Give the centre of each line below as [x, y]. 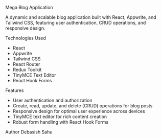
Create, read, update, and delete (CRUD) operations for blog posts [83, 106]
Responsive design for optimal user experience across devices [79, 111]
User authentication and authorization [53, 100]
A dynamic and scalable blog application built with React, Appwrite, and [81, 17]
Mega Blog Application [29, 7]
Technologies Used [26, 38]
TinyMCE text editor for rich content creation [60, 117]
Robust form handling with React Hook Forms [61, 122]
